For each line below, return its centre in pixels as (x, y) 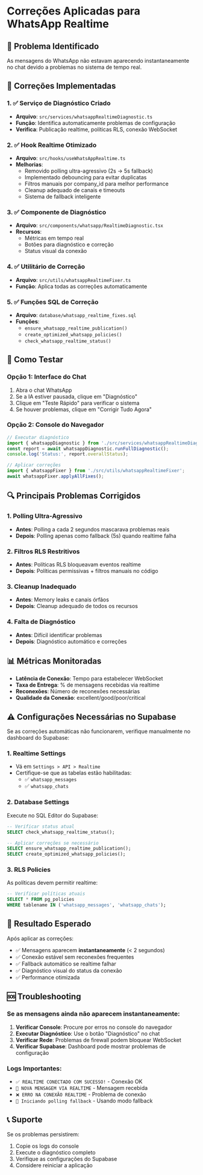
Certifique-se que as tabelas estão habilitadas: (73, 773)
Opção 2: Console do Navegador (55, 425)
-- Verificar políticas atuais (46, 894)
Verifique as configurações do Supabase (66, 1159)
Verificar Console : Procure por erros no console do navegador (94, 1027)
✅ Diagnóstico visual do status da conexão (69, 970)
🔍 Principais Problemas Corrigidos (74, 496)
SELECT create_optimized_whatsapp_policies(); (66, 854)
